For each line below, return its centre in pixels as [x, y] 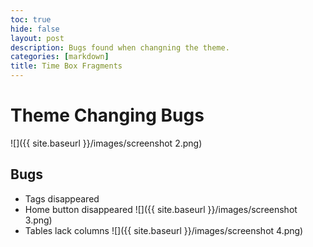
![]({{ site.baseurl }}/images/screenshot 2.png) [106, 143]
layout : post [37, 38]
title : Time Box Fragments [66, 66]
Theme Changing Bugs [107, 115]
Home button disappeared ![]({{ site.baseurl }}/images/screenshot [161, 209]
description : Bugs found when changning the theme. [120, 47]
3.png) [38, 220]
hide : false [35, 29]
